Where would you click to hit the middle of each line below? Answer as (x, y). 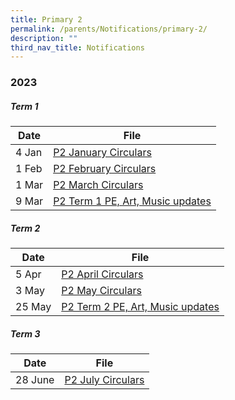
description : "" (44, 38)
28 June (35, 380)
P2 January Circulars (102, 153)
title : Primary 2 (46, 19)
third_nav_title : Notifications (77, 47)
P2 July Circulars (104, 380)
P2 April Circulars (102, 274)
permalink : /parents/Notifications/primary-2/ (109, 29)
